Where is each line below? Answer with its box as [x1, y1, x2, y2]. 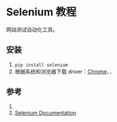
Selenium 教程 [6, 5, 77, 19]
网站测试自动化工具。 [6, 26, 58, 33]
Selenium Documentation [14, 109, 77, 116]
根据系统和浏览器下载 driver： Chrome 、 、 [14, 68, 115, 75]
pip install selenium [14, 62, 68, 68]
